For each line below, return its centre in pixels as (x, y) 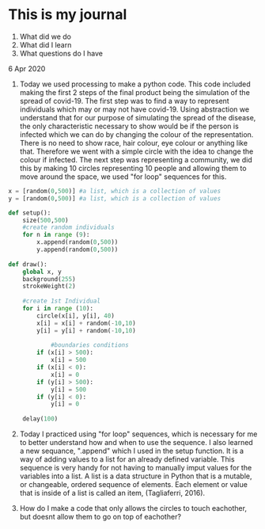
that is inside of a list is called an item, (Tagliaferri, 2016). (112, 493)
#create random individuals (68, 227)
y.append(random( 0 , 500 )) (78, 250)
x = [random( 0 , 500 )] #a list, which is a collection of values (115, 191)
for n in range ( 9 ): (56, 235)
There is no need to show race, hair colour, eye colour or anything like (133, 143)
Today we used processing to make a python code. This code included (135, 84)
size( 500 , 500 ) (45, 220)
